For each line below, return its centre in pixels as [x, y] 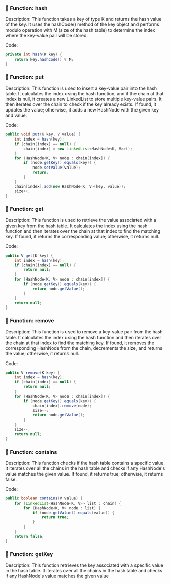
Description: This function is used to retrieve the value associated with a [81, 220]
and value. [16, 115]
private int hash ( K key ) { [34, 55]
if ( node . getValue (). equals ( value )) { [73, 513]
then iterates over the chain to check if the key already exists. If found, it [81, 104]
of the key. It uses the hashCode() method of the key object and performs [82, 24]
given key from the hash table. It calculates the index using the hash [76, 226]
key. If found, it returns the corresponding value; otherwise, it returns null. [82, 236]
